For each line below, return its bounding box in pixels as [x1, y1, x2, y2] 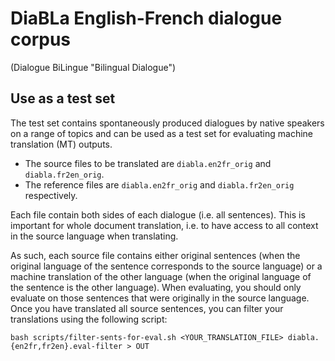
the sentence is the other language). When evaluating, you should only [10, 281, 302, 293]
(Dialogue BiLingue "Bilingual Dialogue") [10, 61, 177, 73]
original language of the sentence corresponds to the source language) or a [10, 260, 323, 272]
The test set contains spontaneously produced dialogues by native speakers [10, 117, 325, 129]
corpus [10, 28, 72, 51]
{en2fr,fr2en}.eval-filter [10, 341, 123, 351]
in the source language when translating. [10, 230, 179, 242]
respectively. [24, 189, 78, 201]
